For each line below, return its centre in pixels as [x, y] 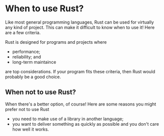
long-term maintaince [34, 62]
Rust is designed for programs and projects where [56, 42]
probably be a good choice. [33, 77]
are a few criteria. [23, 32]
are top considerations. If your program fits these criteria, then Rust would [80, 71]
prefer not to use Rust [27, 109]
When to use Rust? [44, 9]
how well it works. [31, 129]
